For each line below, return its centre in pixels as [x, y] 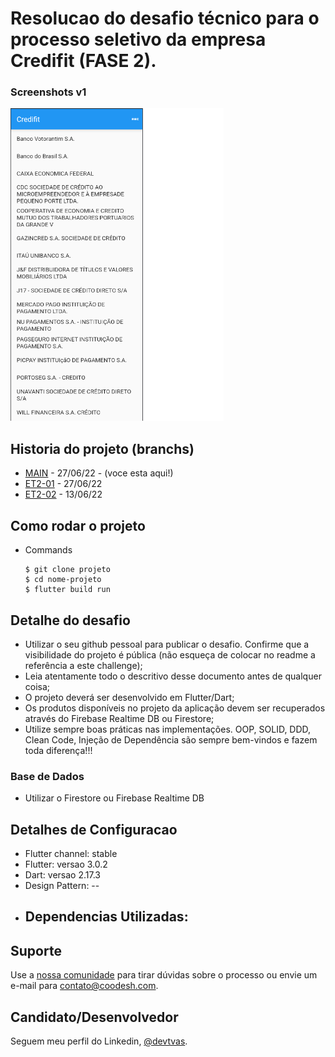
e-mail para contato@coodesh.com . [84, 986]
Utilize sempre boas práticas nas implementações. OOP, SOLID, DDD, [168, 729]
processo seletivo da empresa [138, 39]
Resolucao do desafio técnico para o [165, 18]
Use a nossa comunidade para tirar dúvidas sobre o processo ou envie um [164, 975]
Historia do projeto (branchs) [102, 448]
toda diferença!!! [58, 750]
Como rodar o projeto [78, 525]
